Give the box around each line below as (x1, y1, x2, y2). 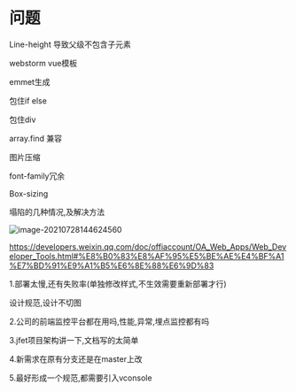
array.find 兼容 (9, 133, 62, 143)
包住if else (9, 95, 47, 106)
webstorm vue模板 (9, 58, 78, 68)
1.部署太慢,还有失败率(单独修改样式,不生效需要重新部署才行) (9, 278, 228, 288)
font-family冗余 (9, 170, 65, 181)
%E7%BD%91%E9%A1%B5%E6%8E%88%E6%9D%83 (9, 260, 214, 271)
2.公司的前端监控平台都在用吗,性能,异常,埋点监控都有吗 (9, 316, 210, 327)
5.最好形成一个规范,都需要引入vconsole (9, 373, 152, 383)
